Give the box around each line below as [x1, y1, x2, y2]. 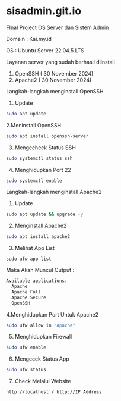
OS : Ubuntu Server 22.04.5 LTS [6, 46, 85, 54]
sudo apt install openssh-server [6, 133, 89, 139]
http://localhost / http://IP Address [6, 389, 102, 395]
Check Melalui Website [14, 378, 71, 385]
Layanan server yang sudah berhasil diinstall [6, 58, 116, 65]
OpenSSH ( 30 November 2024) [14, 70, 94, 77]
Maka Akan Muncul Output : [6, 267, 75, 274]
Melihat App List [14, 245, 55, 252]
